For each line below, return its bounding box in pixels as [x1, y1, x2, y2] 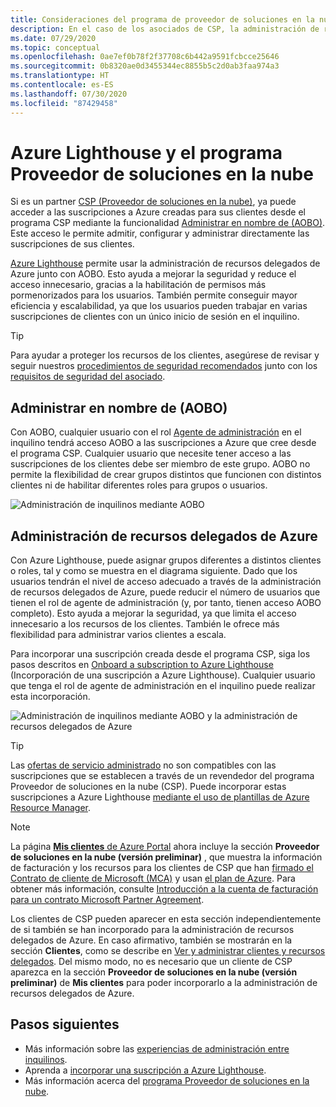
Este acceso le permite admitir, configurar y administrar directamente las [10, 227, 310, 240]
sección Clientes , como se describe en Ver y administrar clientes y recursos [10, 945, 326, 957]
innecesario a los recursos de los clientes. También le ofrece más [10, 618, 280, 630]
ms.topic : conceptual [10, 42, 101, 53]
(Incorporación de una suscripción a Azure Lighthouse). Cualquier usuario [10, 669, 316, 681]
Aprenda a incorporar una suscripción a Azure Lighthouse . [24, 1064, 267, 1076]
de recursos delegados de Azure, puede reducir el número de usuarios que [10, 586, 321, 598]
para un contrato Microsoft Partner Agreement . [10, 894, 205, 906]
